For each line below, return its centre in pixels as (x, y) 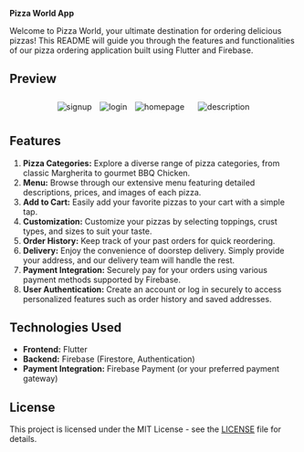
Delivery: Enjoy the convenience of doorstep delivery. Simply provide (153, 250)
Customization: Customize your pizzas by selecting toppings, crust (150, 221)
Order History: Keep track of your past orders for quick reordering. (149, 240)
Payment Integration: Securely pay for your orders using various (145, 269)
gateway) (40, 379)
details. (23, 439)
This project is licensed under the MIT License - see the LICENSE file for (145, 429)
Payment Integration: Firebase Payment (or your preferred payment (151, 369)
